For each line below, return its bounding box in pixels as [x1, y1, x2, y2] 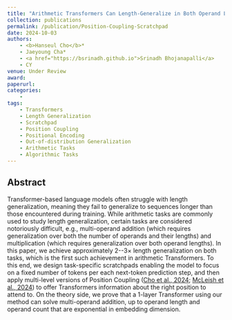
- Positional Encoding [19, 132, 85, 139]
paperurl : [7, 81, 36, 88]
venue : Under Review [7, 68, 67, 74]
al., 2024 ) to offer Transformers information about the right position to [7, 283, 206, 291]
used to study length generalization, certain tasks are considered [7, 217, 192, 225]
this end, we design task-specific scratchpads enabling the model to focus [7, 261, 220, 269]
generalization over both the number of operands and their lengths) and [7, 232, 212, 240]
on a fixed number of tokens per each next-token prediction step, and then [7, 268, 220, 277]
